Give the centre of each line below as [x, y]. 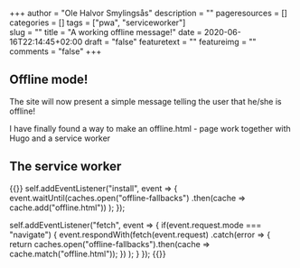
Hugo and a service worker [60, 138]
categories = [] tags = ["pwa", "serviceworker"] [98, 23]
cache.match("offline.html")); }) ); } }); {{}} [88, 254]
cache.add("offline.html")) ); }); [67, 208]
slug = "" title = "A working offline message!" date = [106, 32]
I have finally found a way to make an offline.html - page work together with [150, 128]
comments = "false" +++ [56, 51]
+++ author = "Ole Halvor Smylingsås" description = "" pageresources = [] [148, 13]
